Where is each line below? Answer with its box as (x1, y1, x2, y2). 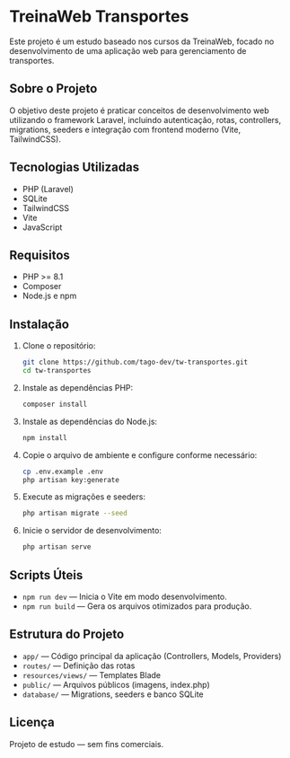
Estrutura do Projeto (9, 627, 125, 642)
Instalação (9, 316, 70, 331)
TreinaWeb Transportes (9, 6, 189, 27)
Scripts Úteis (9, 568, 83, 583)
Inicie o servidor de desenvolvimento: (22, 525, 162, 536)
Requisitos (9, 247, 70, 262)
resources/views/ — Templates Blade (22, 669, 162, 680)
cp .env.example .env (22, 467, 103, 476)
